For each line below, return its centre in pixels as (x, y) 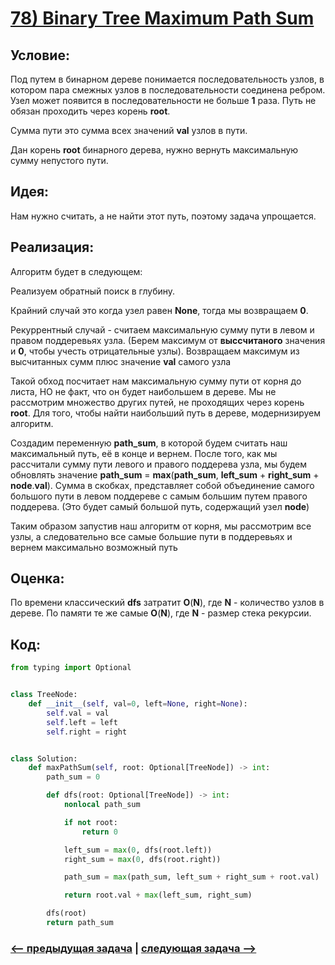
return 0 (99, 832)
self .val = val (78, 713)
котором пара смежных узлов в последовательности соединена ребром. (168, 90)
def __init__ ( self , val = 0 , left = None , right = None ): (138, 704)
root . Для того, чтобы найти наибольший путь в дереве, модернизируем (166, 413)
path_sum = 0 (73, 777)
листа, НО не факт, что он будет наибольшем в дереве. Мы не (143, 391)
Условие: (40, 55)
